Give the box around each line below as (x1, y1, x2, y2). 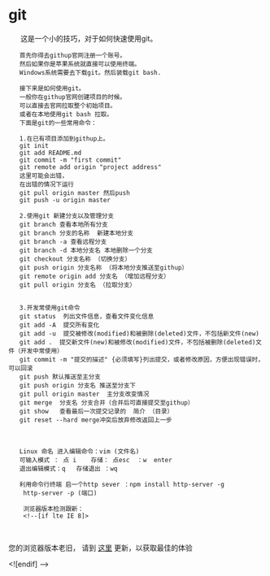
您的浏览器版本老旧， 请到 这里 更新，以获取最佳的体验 (8, 543, 193, 552)
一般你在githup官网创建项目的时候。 (19, 93, 126, 101)
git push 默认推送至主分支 (19, 372, 102, 381)
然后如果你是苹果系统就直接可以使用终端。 (19, 59, 141, 68)
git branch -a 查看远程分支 (19, 237, 107, 245)
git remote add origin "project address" (19, 162, 162, 171)
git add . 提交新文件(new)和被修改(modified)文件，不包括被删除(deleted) (19, 338, 256, 346)
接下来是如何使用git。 (19, 84, 85, 93)
